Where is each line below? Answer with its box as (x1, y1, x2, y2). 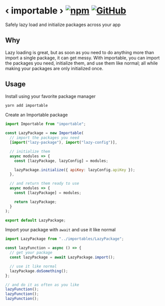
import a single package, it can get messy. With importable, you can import (5, 55, 160, 61)
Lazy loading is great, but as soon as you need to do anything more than (5, 49, 154, 55)
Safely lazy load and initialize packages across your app (5, 22, 121, 28)
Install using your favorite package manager (5, 93, 96, 99)
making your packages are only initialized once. (5, 65, 103, 71)
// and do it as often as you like (5, 282, 79, 287)
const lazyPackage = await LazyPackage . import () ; (9, 255, 115, 260)
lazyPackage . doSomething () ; (9, 268, 68, 273)
